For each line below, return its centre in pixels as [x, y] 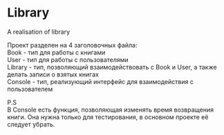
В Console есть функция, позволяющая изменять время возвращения [111, 110]
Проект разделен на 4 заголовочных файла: [72, 45]
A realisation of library [39, 32]
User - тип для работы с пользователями [68, 59]
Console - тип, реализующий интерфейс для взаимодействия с [100, 81]
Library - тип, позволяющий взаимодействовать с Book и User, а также [112, 67]
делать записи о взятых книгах [53, 74]
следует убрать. [31, 124]
